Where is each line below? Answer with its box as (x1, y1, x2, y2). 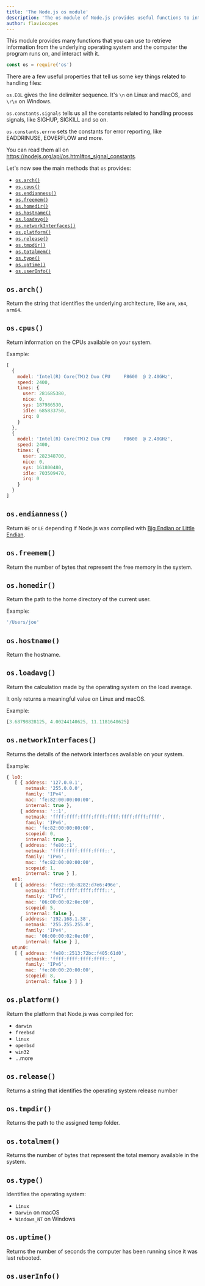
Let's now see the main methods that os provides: (6, 164, 131, 172)
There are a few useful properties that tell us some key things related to (6, 73, 186, 80)
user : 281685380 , (22, 390, 67, 397)
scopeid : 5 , (25, 905, 56, 911)
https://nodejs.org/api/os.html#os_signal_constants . (6, 153, 137, 160)
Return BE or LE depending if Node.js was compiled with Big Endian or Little (6, 524, 195, 532)
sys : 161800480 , (22, 464, 64, 470)
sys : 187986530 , (22, 402, 64, 408)
